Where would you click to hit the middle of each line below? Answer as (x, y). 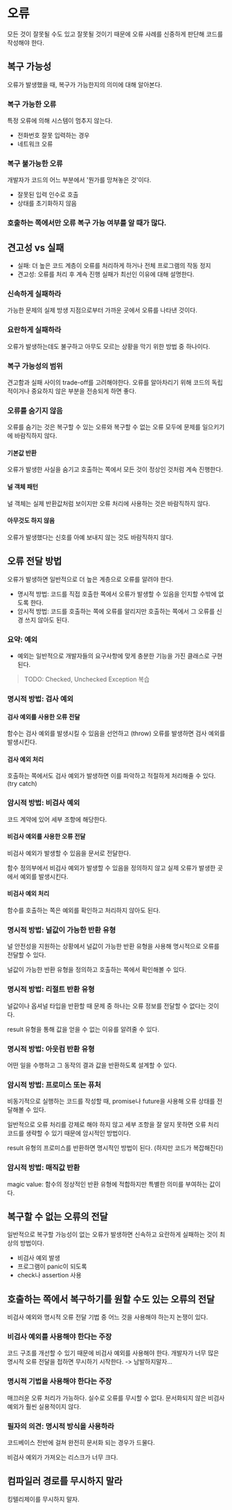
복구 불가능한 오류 (35, 163)
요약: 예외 (23, 639)
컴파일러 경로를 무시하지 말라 (65, 1481)
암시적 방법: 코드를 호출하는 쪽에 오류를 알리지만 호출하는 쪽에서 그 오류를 (116, 611)
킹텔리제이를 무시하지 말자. (43, 1499)
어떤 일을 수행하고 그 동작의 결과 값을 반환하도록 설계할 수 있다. (92, 1065)
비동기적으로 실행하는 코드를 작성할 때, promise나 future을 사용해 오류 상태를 (111, 1102)
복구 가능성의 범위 (35, 366)
